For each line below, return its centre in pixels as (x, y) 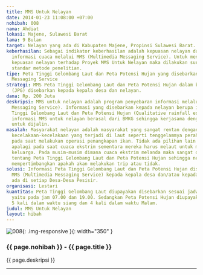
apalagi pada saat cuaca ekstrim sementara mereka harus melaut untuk (102, 147)
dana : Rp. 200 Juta (31, 96)
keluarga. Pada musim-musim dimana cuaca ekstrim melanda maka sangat (102, 152)
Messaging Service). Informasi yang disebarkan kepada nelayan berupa (102, 107)
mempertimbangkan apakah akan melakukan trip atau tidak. (86, 164)
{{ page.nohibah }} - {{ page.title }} (59, 247)
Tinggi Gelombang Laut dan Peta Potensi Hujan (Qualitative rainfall (101, 113)
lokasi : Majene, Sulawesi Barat (47, 34)
